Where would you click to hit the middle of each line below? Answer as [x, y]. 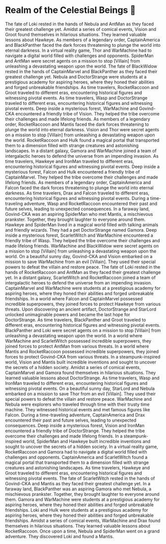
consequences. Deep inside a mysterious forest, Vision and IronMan [75, 425]
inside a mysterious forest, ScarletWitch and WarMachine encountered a [79, 235]
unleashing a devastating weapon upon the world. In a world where [74, 336]
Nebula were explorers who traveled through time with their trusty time [77, 404]
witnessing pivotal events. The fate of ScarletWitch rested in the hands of [80, 478]
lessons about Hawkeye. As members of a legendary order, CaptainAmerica [83, 40]
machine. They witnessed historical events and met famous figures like [78, 409]
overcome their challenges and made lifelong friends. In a [64, 436]
